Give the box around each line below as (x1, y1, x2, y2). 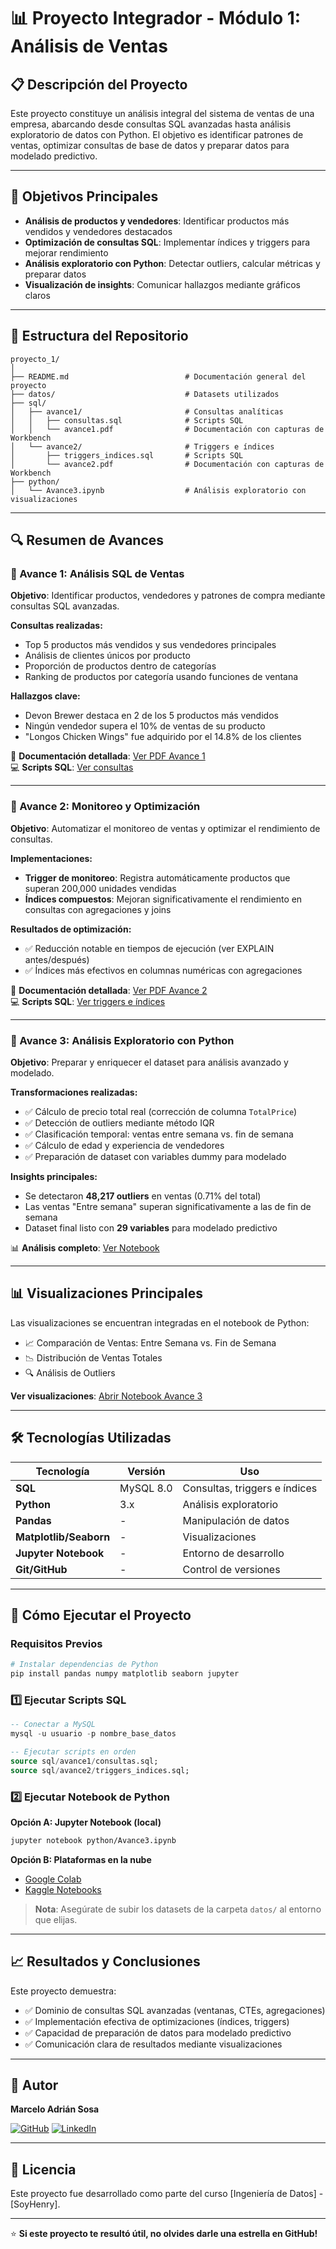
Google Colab (24, 1873, 82, 1885)
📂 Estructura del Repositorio (10, 328, 189, 345)
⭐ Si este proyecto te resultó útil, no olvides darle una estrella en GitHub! (10, 2228, 318, 2240)
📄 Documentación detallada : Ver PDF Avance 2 (10, 984, 208, 996)
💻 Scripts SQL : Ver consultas (10, 761, 134, 774)
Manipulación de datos (182, 1513, 290, 1527)
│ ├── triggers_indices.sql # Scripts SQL (10, 450, 244, 460)
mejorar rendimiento (24, 246, 109, 259)
